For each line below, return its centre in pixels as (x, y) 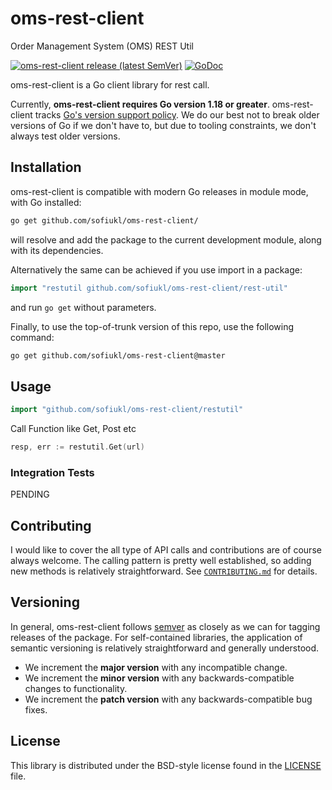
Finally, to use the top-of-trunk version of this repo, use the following (152, 326)
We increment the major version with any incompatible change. (156, 667)
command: (32, 337)
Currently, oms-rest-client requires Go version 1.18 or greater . (140, 104)
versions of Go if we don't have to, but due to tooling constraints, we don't (163, 125)
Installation (46, 167)
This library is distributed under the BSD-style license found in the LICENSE (166, 765)
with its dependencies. (57, 250)
